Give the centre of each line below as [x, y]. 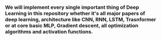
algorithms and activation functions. [49, 32]
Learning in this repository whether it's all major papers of [75, 13]
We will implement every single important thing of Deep [72, 7]
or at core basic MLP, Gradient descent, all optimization [72, 25]
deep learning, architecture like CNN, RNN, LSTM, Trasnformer [81, 20]
